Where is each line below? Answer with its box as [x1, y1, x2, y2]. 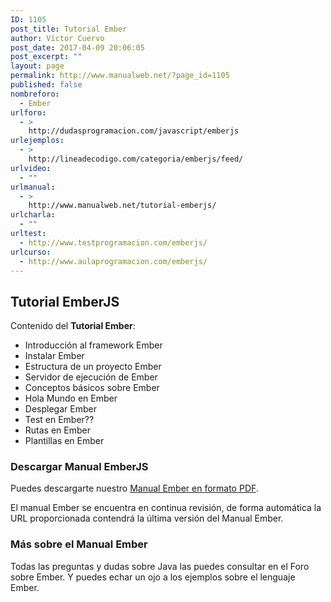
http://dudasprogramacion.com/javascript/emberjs [28, 126, 240, 136]
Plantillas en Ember [24, 435, 105, 447]
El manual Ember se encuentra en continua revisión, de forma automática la [10, 502, 322, 514]
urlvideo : [10, 163, 52, 173]
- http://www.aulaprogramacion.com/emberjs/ [19, 256, 208, 266]
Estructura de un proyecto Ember [24, 361, 162, 373]
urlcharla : [10, 210, 56, 220]
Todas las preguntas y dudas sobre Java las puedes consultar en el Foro [10, 560, 310, 572]
